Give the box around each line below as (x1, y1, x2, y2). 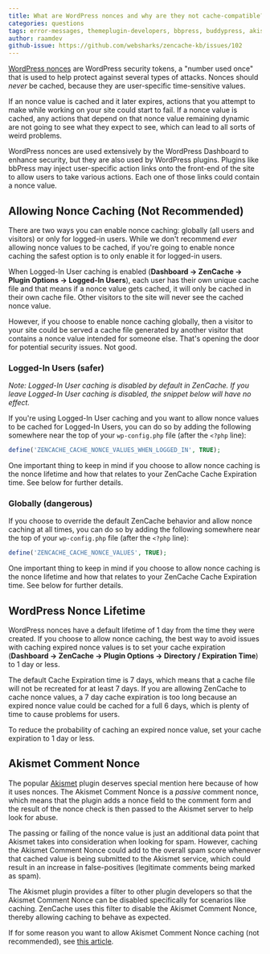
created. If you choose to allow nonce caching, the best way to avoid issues (8, 634, 260, 644)
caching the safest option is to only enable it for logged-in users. (8, 251, 223, 260)
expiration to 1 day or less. (8, 734, 95, 744)
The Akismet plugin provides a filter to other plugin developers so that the (8, 886, 252, 896)
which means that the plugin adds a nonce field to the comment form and (8, 795, 252, 805)
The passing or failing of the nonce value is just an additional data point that (8, 827, 260, 838)
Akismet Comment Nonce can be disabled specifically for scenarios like (8, 895, 247, 905)
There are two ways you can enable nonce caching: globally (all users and (8, 225, 255, 234)
